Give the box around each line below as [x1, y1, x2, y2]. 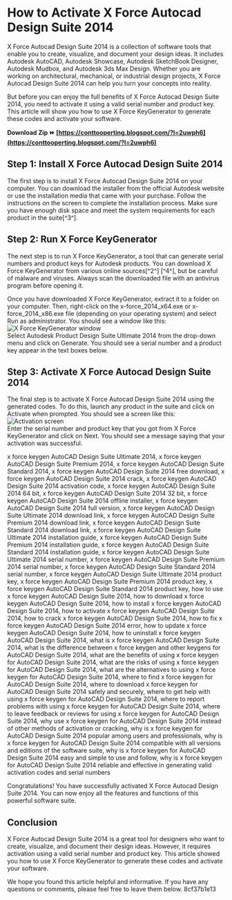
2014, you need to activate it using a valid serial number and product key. [7, 100, 215, 108]
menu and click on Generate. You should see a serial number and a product [7, 339, 222, 347]
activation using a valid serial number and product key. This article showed [7, 850, 220, 858]
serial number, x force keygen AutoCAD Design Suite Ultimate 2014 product [7, 570, 222, 579]
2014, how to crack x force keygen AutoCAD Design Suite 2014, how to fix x [7, 614, 223, 623]
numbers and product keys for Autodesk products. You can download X [7, 259, 211, 268]
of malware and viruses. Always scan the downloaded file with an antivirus [7, 274, 220, 282]
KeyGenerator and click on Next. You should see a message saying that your [7, 432, 225, 440]
